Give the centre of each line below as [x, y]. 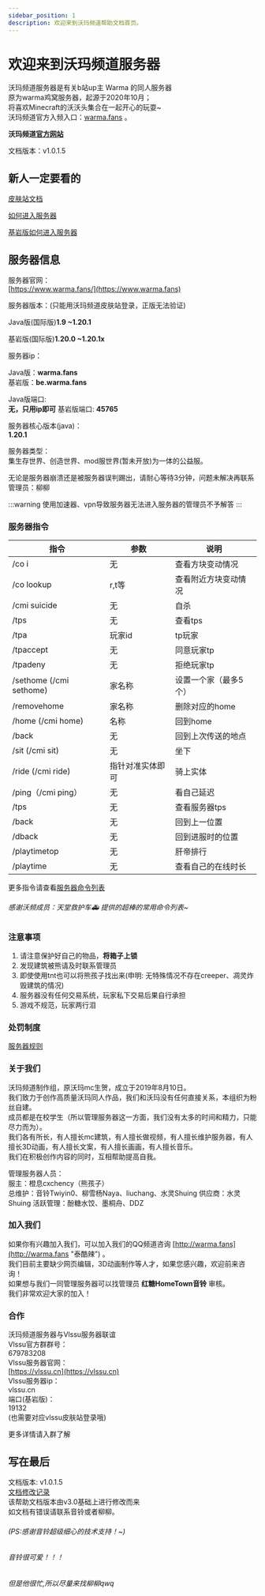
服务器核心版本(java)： [45, 426]
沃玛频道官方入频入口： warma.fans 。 [70, 117]
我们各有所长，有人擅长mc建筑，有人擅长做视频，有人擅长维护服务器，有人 [131, 1137]
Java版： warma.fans [43, 373]
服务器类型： [29, 451]
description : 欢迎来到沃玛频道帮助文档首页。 [75, 23]
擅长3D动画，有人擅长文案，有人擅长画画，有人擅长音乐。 [103, 1146]
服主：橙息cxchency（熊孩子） [58, 1183]
